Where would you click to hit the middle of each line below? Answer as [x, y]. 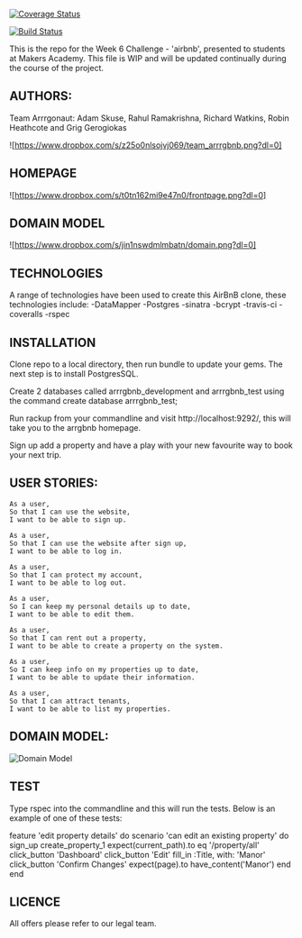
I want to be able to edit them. [72, 614]
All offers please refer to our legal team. [83, 924]
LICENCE [35, 902]
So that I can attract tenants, [70, 701]
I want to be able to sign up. [68, 519]
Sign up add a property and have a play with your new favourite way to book [151, 445]
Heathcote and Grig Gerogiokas [69, 127]
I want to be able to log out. [68, 583]
